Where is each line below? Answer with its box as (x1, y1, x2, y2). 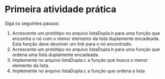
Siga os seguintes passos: (5, 20, 60, 26)
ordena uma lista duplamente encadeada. (12, 52, 100, 58)
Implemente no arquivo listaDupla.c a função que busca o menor (12, 57, 148, 63)
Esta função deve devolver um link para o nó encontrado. (12, 41, 133, 47)
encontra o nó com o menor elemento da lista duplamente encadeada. (12, 35, 160, 42)
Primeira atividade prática (5, 4, 117, 15)
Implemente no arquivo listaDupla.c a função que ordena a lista (12, 67, 145, 74)
